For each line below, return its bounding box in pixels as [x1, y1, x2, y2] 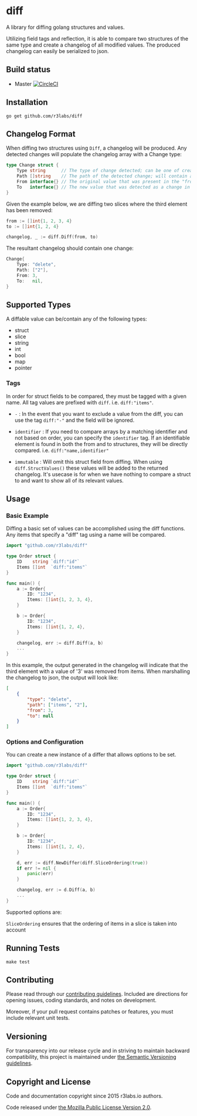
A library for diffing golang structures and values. [6, 24, 125, 31]
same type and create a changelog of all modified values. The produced [6, 41, 181, 48]
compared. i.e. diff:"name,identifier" [14, 447, 109, 454]
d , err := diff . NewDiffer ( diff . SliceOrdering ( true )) [16, 860, 148, 866]
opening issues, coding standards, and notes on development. [6, 997, 157, 1004]
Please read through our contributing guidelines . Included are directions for [6, 990, 188, 998]
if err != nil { [16, 865, 57, 871]
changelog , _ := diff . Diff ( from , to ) [6, 234, 98, 240]
